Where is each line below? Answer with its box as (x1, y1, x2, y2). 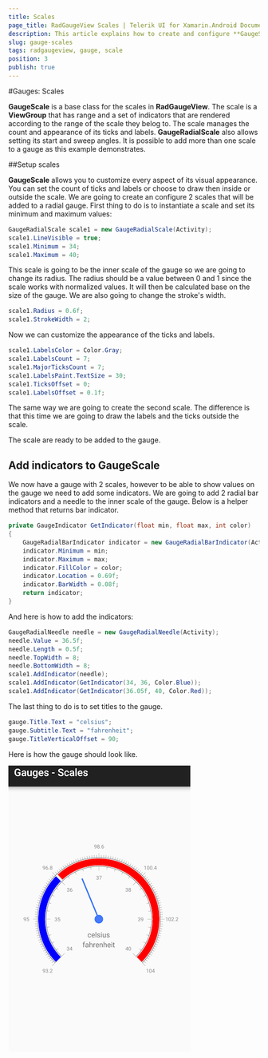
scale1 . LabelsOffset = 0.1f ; (8, 388, 105, 397)
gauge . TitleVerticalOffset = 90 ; (8, 735, 120, 743)
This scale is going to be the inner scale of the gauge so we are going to (8, 265, 246, 275)
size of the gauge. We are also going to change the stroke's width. (8, 291, 227, 300)
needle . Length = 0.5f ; (8, 645, 84, 653)
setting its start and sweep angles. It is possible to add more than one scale (8, 136, 257, 145)
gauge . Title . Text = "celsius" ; (8, 718, 112, 726)
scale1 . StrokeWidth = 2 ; (8, 315, 91, 323)
